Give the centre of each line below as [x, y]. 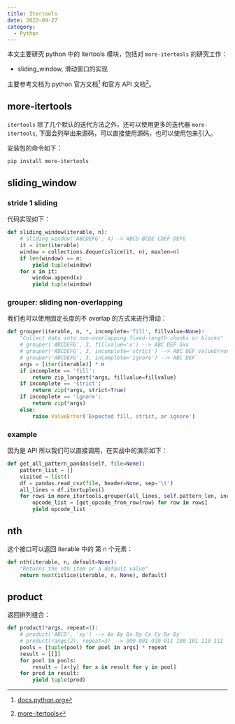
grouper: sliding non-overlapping [65, 302]
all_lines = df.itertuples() [62, 490]
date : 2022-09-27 [33, 20]
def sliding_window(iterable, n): [58, 232]
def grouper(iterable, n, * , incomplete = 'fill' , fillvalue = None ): [106, 332]
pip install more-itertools [48, 161]
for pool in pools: [48, 660]
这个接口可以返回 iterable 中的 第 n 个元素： [70, 549]
